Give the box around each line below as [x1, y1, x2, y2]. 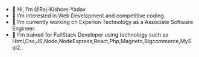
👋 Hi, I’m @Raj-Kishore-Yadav [11, 6, 86, 13]
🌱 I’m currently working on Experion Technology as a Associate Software [11, 19, 194, 25]
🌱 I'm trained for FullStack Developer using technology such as [11, 31, 169, 38]
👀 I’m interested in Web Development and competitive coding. [11, 12, 166, 19]
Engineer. [11, 25, 36, 32]
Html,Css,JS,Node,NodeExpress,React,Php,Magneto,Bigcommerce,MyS [11, 38, 192, 44]
